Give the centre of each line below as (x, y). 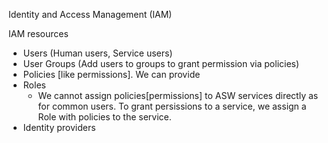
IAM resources (38, 33)
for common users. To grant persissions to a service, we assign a (172, 106)
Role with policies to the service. (104, 117)
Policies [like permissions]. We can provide (111, 74)
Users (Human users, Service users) (97, 53)
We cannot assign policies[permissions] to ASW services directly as (178, 95)
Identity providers (59, 127)
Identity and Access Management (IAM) (90, 14)
